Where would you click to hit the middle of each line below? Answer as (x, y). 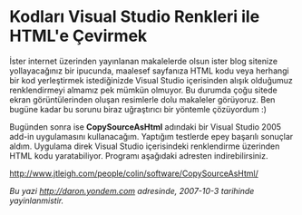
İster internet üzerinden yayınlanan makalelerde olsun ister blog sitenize (144, 61)
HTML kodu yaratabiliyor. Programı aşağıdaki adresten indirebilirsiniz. (139, 155)
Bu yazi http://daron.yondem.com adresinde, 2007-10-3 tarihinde (132, 191)
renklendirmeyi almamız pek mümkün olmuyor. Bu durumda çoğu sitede (144, 90)
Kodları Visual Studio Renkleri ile (135, 17)
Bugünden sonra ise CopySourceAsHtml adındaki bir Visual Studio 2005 (146, 127)
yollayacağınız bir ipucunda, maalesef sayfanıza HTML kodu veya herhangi (149, 71)
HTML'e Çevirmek (78, 36)
